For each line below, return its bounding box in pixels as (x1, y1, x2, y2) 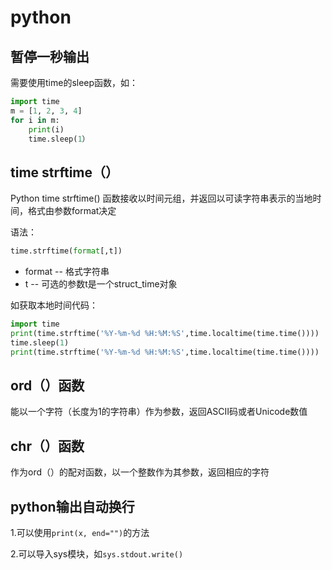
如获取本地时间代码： (10, 299, 98, 311)
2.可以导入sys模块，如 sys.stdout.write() (10, 548, 184, 560)
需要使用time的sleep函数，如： (10, 77, 139, 88)
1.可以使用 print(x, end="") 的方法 (10, 527, 150, 538)
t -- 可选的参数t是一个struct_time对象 (24, 278, 178, 290)
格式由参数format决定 (27, 205, 117, 217)
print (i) (28, 124, 65, 135)
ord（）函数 (10, 377, 85, 394)
